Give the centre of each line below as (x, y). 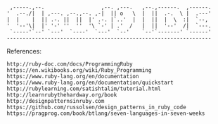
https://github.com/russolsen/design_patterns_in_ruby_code (97, 107)
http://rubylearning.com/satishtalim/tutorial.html (84, 89)
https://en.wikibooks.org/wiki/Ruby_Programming (79, 70)
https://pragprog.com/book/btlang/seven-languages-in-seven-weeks (106, 113)
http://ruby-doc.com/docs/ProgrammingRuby (70, 64)
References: (24, 51)
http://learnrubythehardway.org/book (62, 95)
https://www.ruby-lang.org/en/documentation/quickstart (90, 82)
